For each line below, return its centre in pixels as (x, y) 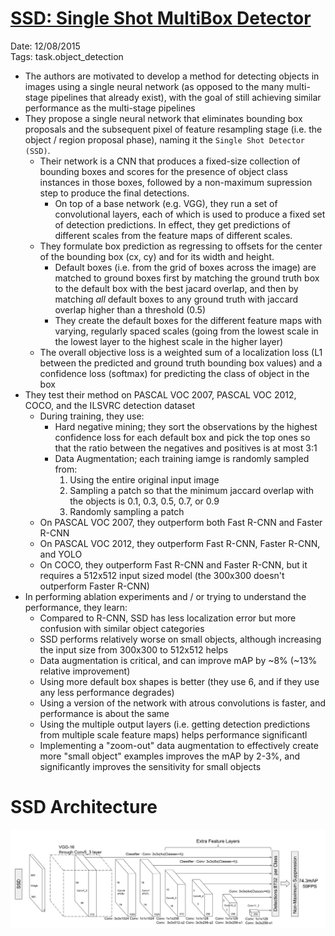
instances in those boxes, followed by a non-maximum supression (176, 182)
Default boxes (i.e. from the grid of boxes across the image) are (185, 267)
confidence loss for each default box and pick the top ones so (182, 437)
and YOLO (61, 554)
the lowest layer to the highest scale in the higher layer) (169, 341)
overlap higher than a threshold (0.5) (130, 309)
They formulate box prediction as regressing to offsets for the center (181, 246)
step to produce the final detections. (114, 193)
